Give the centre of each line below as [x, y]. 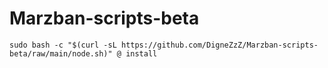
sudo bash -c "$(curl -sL [63, 45]
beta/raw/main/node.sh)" [61, 53]
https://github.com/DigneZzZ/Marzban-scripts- [219, 45]
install [141, 53]
